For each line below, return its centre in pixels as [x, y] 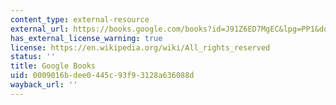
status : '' [33, 57]
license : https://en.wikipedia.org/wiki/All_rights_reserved [140, 47]
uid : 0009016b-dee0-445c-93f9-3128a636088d [102, 76]
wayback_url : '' [44, 85]
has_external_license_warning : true [86, 38]
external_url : [40, 29]
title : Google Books [53, 66]
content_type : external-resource [80, 19]
